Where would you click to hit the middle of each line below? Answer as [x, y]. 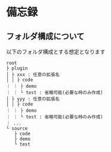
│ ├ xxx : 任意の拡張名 [33, 75]
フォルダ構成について [45, 36]
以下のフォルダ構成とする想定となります [56, 52]
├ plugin [17, 68]
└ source [17, 129]
